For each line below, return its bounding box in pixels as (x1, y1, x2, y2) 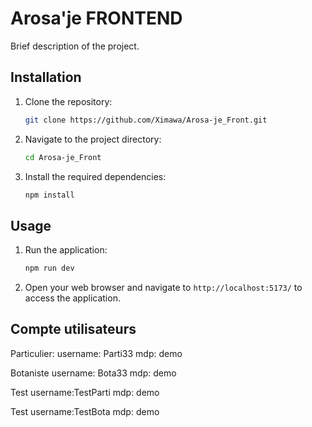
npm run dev (24, 263, 75, 274)
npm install (24, 190, 75, 200)
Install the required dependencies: (24, 170, 167, 182)
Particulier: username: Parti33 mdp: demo (10, 347, 183, 359)
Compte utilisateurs (10, 321, 137, 338)
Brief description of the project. (10, 40, 140, 52)
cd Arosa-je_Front (24, 152, 102, 162)
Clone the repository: (24, 95, 113, 107)
